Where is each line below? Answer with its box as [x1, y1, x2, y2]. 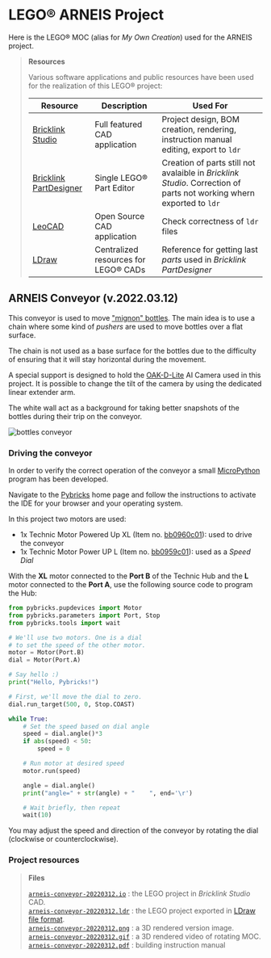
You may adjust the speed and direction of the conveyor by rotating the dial [8, 826, 259, 835]
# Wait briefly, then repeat [23, 804, 121, 812]
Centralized [94, 244, 139, 255]
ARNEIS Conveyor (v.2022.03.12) [8, 292, 179, 305]
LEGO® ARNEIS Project [8, 6, 164, 24]
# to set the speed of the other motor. [8, 641, 147, 649]
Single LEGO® [94, 172, 148, 183]
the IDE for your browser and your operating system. [8, 498, 183, 508]
